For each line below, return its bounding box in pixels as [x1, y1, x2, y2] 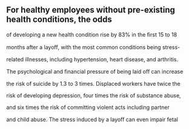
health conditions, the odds [6, 15, 112, 25]
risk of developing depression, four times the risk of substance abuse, [6, 91, 181, 99]
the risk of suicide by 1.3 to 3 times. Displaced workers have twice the [6, 80, 181, 87]
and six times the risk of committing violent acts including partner [6, 103, 170, 111]
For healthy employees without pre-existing [6, 5, 176, 15]
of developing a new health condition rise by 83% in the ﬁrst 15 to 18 [6, 30, 177, 38]
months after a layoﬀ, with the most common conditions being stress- [6, 43, 181, 51]
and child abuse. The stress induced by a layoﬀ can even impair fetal [6, 116, 179, 123]
